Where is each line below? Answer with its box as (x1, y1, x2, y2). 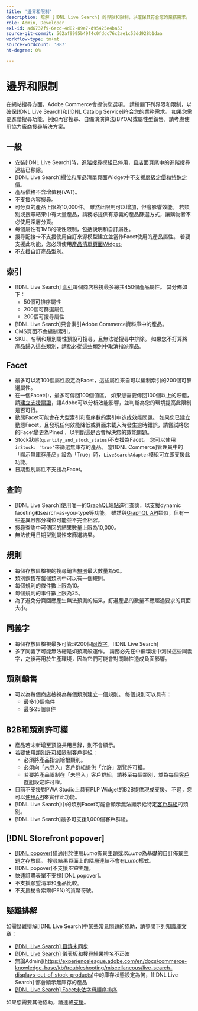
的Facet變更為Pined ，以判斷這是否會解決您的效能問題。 (14, 429, 152, 436)
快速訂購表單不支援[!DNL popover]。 (14, 872, 105, 879)
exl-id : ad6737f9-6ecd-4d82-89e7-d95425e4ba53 (6, 25, 123, 31)
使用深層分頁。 (20, 218, 57, 225)
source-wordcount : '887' (6, 42, 67, 48)
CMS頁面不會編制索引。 (14, 328, 74, 335)
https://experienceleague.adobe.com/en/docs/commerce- (44, 957, 187, 964)
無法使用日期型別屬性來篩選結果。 (14, 531, 98, 538)
